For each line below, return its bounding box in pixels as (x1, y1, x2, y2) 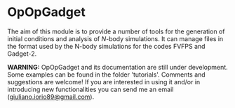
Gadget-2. (7, 49, 37, 58)
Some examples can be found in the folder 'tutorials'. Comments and (7, 70, 206, 79)
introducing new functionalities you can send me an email (7, 85, 174, 93)
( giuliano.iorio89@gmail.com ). (7, 92, 95, 101)
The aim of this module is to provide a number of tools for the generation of (7, 27, 225, 36)
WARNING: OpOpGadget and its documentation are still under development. (7, 63, 228, 71)
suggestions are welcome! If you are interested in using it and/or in (7, 77, 201, 86)
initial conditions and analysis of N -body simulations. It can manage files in (7, 34, 224, 43)
